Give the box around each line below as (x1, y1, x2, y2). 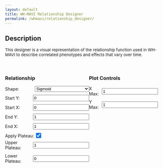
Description (5, 34, 41, 42)
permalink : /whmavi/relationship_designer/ (5, 16, 95, 21)
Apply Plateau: (5, 133, 34, 139)
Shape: (5, 86, 19, 92)
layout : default (5, 7, 38, 12)
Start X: (5, 105, 20, 111)
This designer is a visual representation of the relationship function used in (5, 47, 147, 53)
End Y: (5, 114, 18, 120)
